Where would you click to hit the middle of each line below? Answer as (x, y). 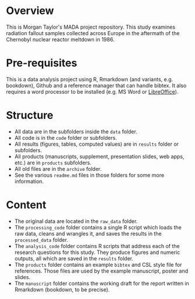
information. (29, 181)
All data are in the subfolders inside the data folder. (76, 131)
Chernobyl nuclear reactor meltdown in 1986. (60, 39)
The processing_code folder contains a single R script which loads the (98, 227)
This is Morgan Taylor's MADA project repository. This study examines (91, 27)
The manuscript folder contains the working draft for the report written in (102, 283)
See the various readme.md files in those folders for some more (89, 175)
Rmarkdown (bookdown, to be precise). (62, 289)
